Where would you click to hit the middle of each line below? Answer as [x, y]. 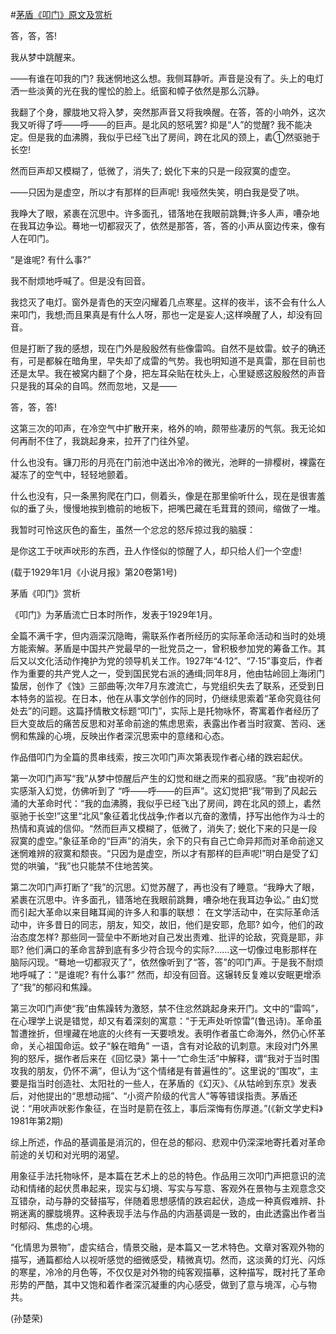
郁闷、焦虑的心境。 [58, 1226]
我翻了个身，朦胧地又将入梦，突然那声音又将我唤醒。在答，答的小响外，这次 [168, 112]
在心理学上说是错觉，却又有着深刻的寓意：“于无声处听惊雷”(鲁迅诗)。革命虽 [166, 1021]
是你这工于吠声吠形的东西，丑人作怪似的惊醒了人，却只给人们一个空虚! [156, 551]
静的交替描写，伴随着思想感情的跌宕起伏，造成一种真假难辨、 [189, 1201]
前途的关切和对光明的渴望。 [67, 1154]
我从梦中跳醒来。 [45, 57]
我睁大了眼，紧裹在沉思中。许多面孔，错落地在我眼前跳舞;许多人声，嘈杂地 [165, 213]
